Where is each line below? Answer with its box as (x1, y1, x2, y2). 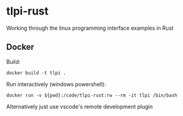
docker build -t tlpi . (6, 70, 67, 76)
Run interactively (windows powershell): (6, 80, 106, 87)
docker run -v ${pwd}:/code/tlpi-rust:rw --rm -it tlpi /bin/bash (6, 92, 178, 98)
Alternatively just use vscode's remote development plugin (6, 103, 153, 110)
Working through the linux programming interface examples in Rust (6, 24, 174, 32)
